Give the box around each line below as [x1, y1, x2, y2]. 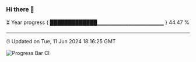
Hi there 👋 [6, 5, 35, 13]
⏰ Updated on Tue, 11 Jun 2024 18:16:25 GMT [6, 38, 116, 45]
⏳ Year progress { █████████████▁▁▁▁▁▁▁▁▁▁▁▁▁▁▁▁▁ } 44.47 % [6, 19, 190, 26]
